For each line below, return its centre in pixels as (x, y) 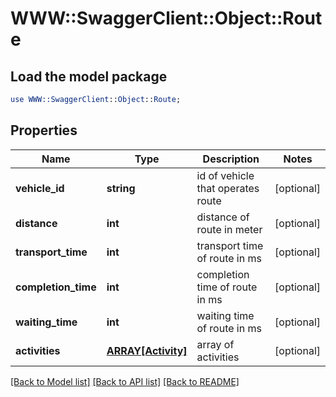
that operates (228, 188)
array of (215, 344)
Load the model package (89, 76)
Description (231, 159)
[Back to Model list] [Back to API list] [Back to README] (125, 381)
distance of (223, 217)
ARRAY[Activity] (147, 350)
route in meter (229, 229)
